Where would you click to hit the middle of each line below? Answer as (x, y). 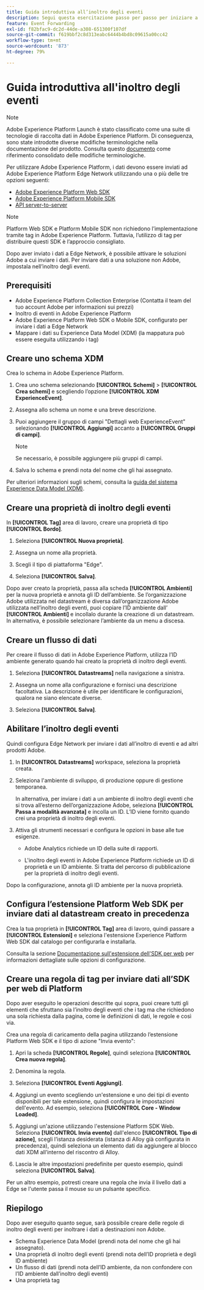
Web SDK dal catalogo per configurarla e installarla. (71, 942)
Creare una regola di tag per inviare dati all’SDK (98, 979)
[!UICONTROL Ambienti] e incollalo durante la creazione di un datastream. (100, 614)
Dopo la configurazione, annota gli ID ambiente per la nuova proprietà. (95, 885)
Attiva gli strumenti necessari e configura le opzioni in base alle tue (100, 830)
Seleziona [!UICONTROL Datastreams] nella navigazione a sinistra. (100, 673)
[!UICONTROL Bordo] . (35, 529)
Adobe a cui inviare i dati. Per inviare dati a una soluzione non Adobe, (94, 260)
